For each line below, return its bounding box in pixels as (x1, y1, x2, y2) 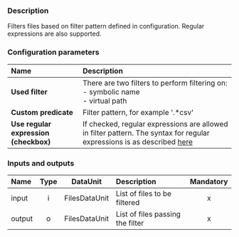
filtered (115, 197, 140, 207)
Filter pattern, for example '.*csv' (83, 107, 194, 117)
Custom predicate (11, 107, 73, 117)
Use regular (11, 118, 52, 128)
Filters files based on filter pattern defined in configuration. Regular (7, 22, 205, 31)
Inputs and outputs (7, 158, 75, 168)
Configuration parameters (7, 47, 100, 57)
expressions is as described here (83, 136, 193, 146)
